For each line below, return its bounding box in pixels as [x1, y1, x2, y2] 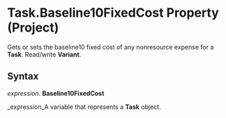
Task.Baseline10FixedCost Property [7, 5, 220, 21]
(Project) [7, 20, 59, 36]
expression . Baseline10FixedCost [7, 89, 105, 97]
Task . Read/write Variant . [7, 50, 82, 59]
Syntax [7, 71, 39, 82]
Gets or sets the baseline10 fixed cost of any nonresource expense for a [7, 43, 214, 51]
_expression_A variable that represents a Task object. [7, 103, 161, 111]
